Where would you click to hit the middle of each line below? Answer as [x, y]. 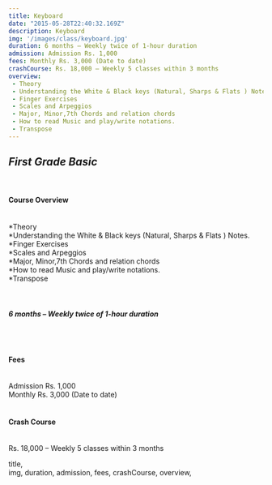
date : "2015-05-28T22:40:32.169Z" [67, 24]
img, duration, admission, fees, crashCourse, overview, [100, 473]
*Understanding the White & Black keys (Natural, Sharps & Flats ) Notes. [129, 235]
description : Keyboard [47, 31]
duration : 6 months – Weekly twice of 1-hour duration [103, 46]
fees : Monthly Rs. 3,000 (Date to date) [78, 62]
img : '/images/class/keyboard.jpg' [68, 39]
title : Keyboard [36, 16]
